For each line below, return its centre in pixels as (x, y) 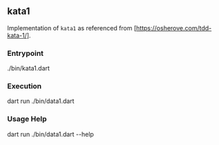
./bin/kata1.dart (29, 68)
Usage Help (27, 119)
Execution (25, 86)
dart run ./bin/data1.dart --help (51, 134)
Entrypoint (25, 53)
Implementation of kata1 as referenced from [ (72, 28)
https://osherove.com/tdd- (174, 28)
